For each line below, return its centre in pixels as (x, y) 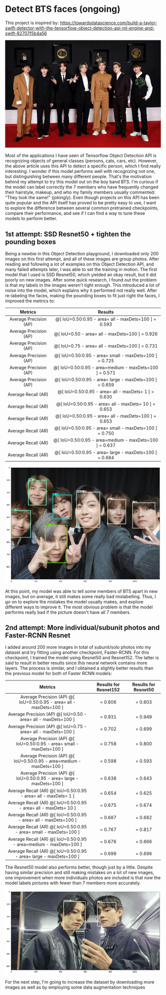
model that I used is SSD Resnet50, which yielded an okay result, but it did (81, 275)
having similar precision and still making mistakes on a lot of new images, (80, 873)
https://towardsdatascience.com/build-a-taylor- (109, 23)
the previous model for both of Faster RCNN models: (59, 674)
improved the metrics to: (30, 301)
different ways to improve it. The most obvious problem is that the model (79, 607)
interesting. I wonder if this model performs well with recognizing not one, (80, 171)
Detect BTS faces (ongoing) (63, 9)
